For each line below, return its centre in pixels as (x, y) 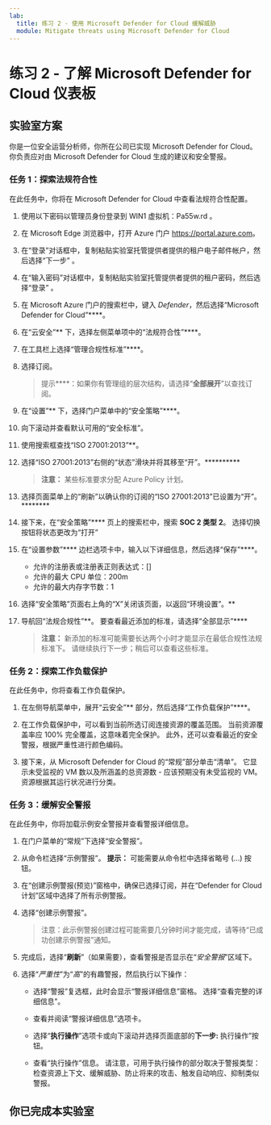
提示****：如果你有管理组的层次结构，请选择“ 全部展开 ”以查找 (143, 383)
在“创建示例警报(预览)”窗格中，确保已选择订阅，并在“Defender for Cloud (142, 885)
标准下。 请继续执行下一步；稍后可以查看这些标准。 (127, 648)
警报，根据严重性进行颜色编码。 (74, 744)
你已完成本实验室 (52, 1111)
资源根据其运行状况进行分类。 (70, 782)
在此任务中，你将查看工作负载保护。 (69, 690)
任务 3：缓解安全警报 (50, 805)
